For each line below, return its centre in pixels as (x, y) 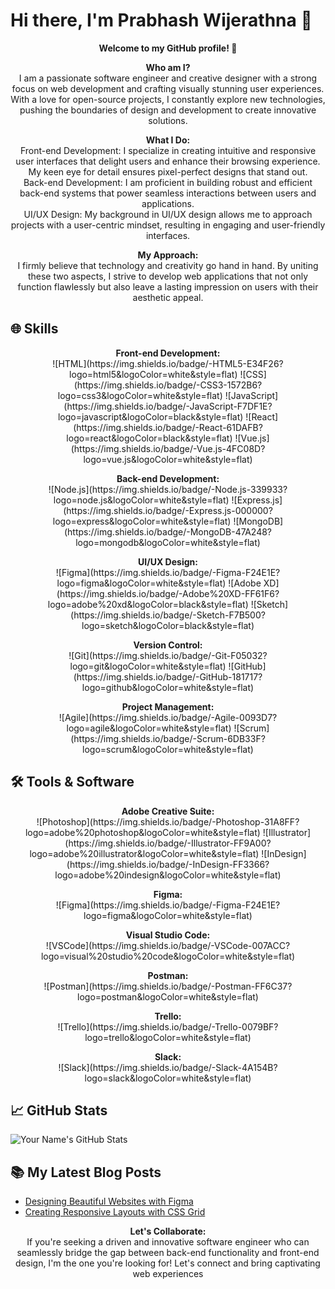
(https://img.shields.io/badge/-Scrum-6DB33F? (168, 738)
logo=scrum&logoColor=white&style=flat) (168, 749)
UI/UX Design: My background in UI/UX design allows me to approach (168, 214)
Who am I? (168, 67)
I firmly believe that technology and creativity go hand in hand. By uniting (168, 265)
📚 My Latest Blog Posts (86, 1172)
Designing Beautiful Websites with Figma (109, 1201)
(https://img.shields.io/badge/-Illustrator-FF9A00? (168, 843)
